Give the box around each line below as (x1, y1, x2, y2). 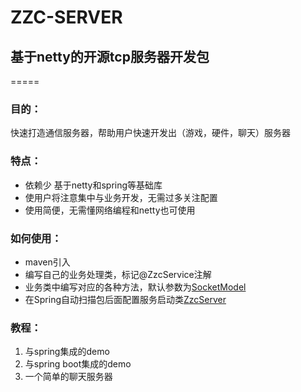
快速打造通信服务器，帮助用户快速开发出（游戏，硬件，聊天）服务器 (10, 127, 291, 139)
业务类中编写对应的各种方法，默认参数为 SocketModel (24, 281, 247, 293)
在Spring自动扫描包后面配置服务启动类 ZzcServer (24, 293, 227, 305)
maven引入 (24, 256, 71, 268)
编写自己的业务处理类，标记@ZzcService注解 (24, 268, 212, 280)
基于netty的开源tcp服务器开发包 (10, 48, 210, 65)
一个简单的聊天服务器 (24, 371, 113, 383)
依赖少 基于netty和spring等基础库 (24, 179, 163, 191)
